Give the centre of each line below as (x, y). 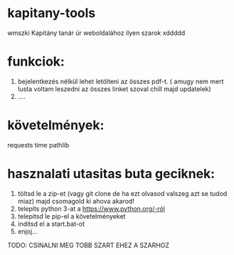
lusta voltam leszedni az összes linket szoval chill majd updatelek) (114, 89)
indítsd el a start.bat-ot (51, 224)
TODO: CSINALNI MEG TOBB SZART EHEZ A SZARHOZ (88, 245)
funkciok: (36, 62)
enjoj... (27, 231)
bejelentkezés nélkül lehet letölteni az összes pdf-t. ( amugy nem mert (121, 81)
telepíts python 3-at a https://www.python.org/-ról (91, 209)
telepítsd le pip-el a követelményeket (71, 216)
